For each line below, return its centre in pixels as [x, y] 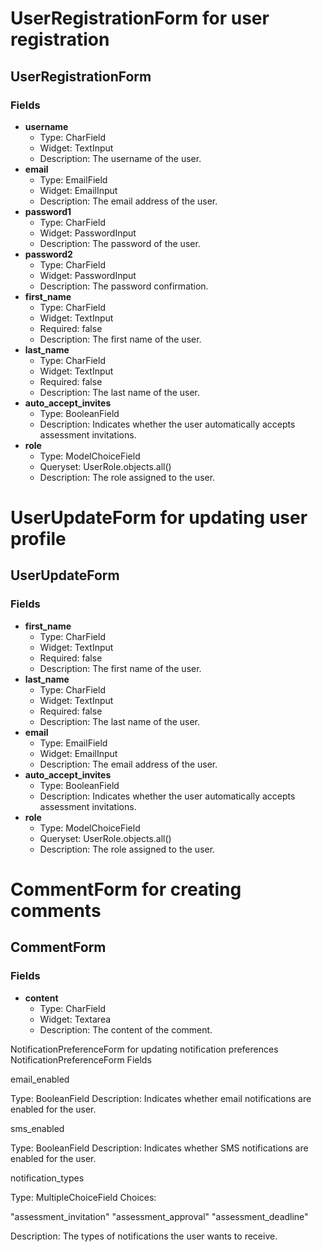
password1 [48, 211]
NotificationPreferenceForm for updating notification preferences [144, 1049]
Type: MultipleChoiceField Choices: [83, 1197]
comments [56, 910]
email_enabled [40, 1079]
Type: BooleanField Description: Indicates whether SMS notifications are [159, 1148]
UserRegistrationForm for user [140, 18]
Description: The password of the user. [120, 243]
